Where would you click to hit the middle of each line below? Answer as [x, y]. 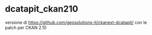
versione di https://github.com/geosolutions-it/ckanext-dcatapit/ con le [76, 22]
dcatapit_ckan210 [42, 9]
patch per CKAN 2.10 [26, 27]
